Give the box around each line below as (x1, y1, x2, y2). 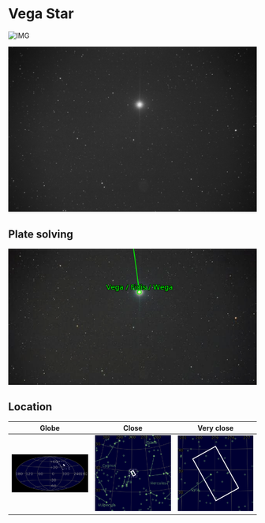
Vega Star (8, 5, 74, 23)
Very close (196, 423, 234, 432)
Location (8, 400, 53, 413)
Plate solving (8, 227, 73, 241)
